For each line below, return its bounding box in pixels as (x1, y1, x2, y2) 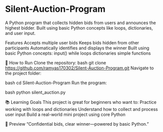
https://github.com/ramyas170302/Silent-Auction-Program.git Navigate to (5, 65, 154, 71)
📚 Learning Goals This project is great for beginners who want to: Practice (5, 99, 157, 105)
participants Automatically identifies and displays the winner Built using (5, 45, 150, 51)
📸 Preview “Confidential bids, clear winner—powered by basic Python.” (5, 121, 149, 127)
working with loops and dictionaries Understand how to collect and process (5, 106, 158, 112)
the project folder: (5, 70, 42, 76)
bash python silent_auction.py (5, 89, 66, 95)
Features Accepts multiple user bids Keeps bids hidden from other (5, 39, 139, 45)
